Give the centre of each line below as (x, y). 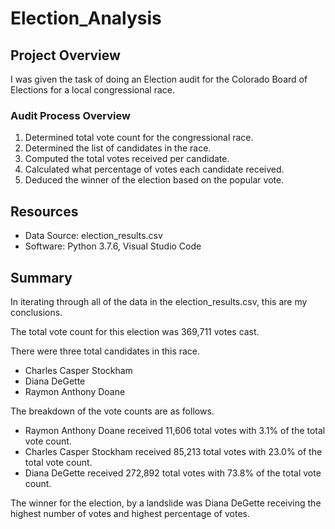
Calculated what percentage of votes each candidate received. (154, 169)
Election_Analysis (86, 18)
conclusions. (36, 312)
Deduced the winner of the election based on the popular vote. (154, 180)
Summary (41, 277)
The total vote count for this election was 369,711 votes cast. (135, 331)
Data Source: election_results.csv (93, 236)
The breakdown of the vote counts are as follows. (112, 411)
